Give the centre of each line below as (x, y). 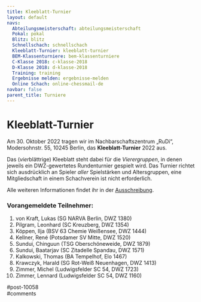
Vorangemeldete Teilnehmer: (50, 205)
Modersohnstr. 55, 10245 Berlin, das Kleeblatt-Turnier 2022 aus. (87, 148)
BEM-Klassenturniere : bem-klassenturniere (66, 56)
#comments (22, 293)
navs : (13, 23)
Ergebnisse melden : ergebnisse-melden (61, 78)
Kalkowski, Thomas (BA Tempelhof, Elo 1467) (71, 256)
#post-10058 (23, 287)
